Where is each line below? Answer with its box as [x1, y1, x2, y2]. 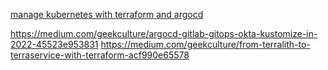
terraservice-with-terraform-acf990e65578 [10, 49, 190, 61]
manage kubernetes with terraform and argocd [10, 9, 204, 20]
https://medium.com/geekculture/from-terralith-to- [100, 39, 311, 50]
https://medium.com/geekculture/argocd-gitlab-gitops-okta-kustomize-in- [10, 28, 318, 39]
